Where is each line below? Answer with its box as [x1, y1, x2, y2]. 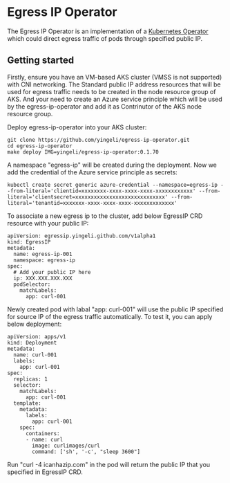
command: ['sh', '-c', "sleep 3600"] [32, 448, 140, 455]
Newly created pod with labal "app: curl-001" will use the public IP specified [7, 305, 224, 313]
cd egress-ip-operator [7, 143, 73, 149]
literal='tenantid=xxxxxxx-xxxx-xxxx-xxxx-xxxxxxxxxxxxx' [7, 199, 178, 206]
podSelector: [13, 281, 51, 288]
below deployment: [7, 320, 62, 328]
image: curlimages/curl [32, 442, 100, 449]
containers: [25, 430, 60, 437]
